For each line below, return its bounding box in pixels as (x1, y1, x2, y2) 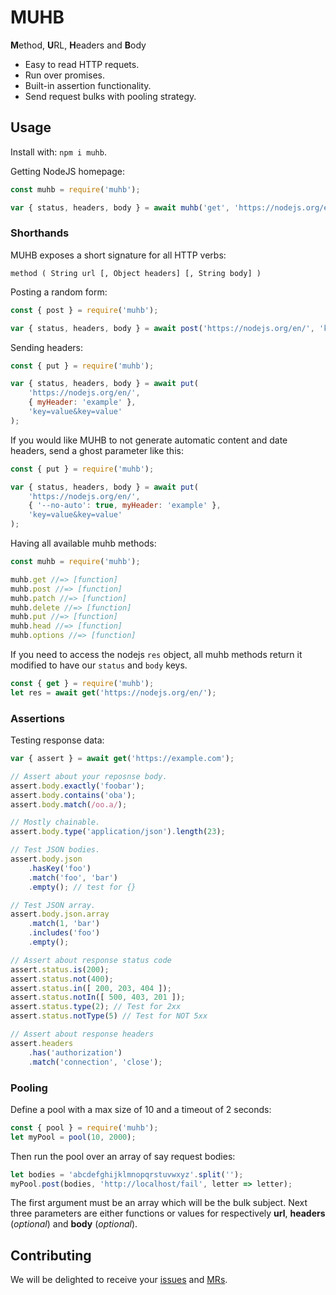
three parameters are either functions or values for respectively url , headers (10, 1207, 326, 1220)
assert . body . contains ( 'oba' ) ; (10, 790, 137, 800)
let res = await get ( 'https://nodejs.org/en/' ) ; (10, 687, 217, 698)
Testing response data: (10, 734, 105, 746)
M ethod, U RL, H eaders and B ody (10, 39, 147, 51)
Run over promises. (24, 69, 106, 81)
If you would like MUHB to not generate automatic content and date (10, 434, 288, 446)
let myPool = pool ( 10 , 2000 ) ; (10, 1132, 137, 1142)
